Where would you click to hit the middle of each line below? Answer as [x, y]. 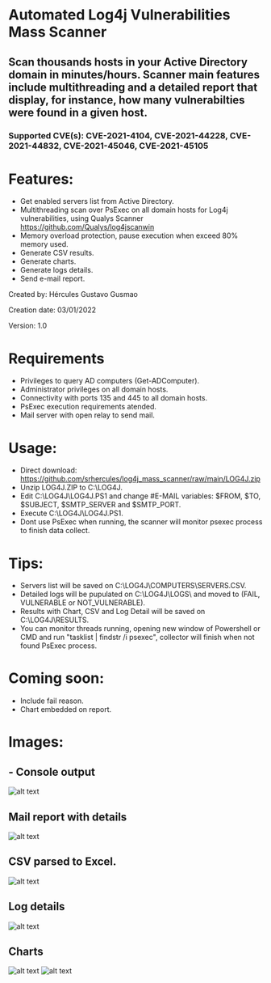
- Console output [52, 771]
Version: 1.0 [28, 326]
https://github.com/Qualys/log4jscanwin [87, 227]
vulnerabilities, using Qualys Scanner [81, 218]
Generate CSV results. [57, 253]
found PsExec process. [58, 646]
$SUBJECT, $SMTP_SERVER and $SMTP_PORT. [100, 505]
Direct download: [48, 470]
